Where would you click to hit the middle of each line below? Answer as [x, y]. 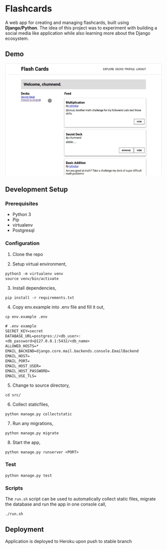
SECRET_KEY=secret [24, 331]
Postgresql [23, 231]
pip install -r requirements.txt [40, 297]
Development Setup [37, 189]
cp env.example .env [27, 317]
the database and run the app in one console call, [56, 504]
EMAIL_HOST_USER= [23, 366]
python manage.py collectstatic [39, 414]
